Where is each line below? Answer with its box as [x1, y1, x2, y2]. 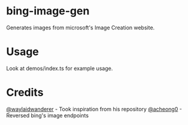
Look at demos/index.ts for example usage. [6, 65, 113, 72]
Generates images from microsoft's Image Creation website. [6, 24, 155, 31]
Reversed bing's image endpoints [6, 112, 89, 119]
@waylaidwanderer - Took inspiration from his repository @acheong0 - [6, 105, 183, 112]
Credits [6, 86, 44, 99]
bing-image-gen [6, 4, 90, 18]
